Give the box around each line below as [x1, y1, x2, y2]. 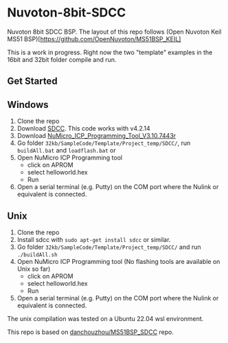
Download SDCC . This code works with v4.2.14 [16, 124, 151, 133]
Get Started [7, 76, 58, 87]
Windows [7, 98, 49, 111]
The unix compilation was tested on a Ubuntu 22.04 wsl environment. [7, 314, 204, 322]
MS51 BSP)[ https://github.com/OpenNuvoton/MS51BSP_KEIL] [7, 34, 181, 43]
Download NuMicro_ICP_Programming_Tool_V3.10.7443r [16, 132, 176, 140]
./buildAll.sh [16, 251, 58, 258]
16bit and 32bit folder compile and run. [7, 55, 117, 63]
